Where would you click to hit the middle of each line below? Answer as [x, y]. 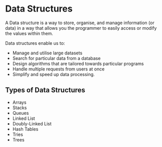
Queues [21, 113]
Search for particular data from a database [56, 58]
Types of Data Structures [45, 90]
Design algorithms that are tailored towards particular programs [78, 63]
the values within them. [29, 33]
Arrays [19, 102]
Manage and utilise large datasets [47, 53]
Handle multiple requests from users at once [58, 69]
